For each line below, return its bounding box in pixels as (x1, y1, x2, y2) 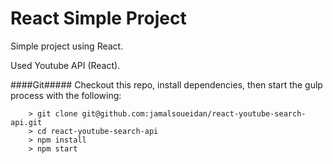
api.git (10, 117, 43, 127)
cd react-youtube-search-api (36, 126, 159, 136)
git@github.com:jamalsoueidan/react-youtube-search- (81, 108, 307, 119)
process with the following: (10, 89, 122, 101)
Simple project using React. (10, 40, 124, 52)
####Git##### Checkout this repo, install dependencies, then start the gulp (10, 78, 323, 91)
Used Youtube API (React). (10, 59, 121, 71)
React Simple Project (10, 7, 187, 30)
